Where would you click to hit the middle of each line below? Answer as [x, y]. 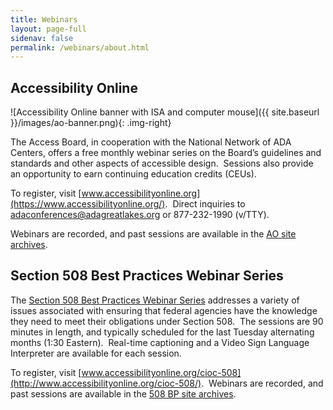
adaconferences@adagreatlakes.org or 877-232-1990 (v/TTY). [140, 215]
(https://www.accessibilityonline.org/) [88, 204]
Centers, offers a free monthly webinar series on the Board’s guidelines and [166, 153]
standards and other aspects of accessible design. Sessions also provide [162, 163]
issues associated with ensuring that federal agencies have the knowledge [164, 310]
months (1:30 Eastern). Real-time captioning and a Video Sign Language [160, 342]
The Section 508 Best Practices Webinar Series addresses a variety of [155, 300]
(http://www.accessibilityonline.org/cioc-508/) [106, 383]
